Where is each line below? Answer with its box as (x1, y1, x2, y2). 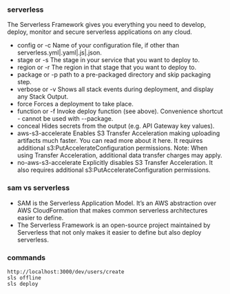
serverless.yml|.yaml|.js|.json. (17, 48, 102, 57)
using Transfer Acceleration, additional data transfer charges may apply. (17, 151, 222, 159)
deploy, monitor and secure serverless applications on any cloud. (7, 28, 193, 36)
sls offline (7, 274, 41, 281)
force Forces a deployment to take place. (17, 100, 134, 108)
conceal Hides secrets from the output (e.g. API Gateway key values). (17, 122, 215, 130)
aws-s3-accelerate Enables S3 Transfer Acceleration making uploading (17, 129, 220, 137)
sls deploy (7, 280, 39, 287)
